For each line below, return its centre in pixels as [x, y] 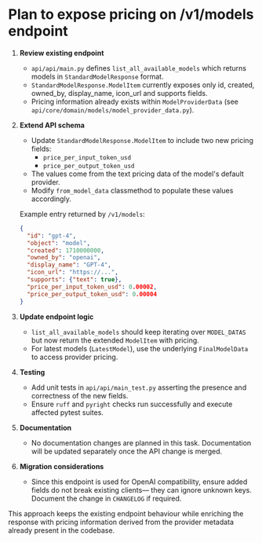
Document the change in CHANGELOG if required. [106, 498]
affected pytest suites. [67, 412]
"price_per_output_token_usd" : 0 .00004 [92, 294]
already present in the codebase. [62, 530]
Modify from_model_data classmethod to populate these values [132, 190]
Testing [32, 372]
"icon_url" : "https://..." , [73, 273]
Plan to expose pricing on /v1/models [131, 15]
